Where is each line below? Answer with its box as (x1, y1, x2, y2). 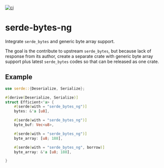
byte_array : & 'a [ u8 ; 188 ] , (14, 149, 72, 155)
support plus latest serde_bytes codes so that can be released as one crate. (5, 58, 160, 64)
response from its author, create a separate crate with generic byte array (5, 53, 153, 59)
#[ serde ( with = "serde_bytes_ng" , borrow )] (14, 145, 105, 150)
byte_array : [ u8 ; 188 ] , (14, 136, 63, 141)
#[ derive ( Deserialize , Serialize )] (5, 95, 79, 100)
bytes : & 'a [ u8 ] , (14, 109, 50, 114)
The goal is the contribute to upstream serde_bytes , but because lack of (5, 48, 152, 54)
